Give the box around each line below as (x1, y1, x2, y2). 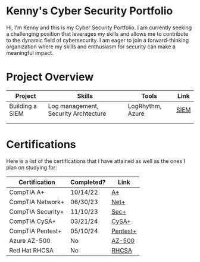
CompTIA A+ (9, 188, 45, 196)
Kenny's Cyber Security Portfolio (6, 4, 173, 18)
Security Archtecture (48, 109, 107, 118)
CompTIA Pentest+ (9, 227, 62, 235)
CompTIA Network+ (9, 198, 65, 206)
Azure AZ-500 (9, 236, 51, 245)
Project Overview (6, 70, 94, 84)
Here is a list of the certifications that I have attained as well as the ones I (6, 157, 186, 165)
